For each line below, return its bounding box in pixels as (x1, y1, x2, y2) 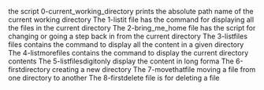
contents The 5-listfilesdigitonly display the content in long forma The (8, 56, 234, 66)
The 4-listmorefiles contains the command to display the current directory (8, 49, 249, 57)
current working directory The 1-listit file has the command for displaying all (8, 15, 255, 24)
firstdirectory (8, 65, 51, 74)
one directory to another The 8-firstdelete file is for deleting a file (8, 74, 220, 82)
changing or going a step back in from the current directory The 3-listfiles (8, 31, 248, 41)
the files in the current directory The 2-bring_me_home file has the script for (8, 23, 256, 32)
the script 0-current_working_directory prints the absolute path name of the (8, 7, 254, 16)
